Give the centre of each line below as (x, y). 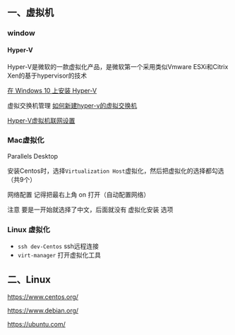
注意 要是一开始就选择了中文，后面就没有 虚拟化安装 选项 (90, 209)
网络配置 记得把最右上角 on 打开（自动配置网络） (79, 194)
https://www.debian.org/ (43, 310)
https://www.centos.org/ (43, 297)
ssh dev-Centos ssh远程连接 (58, 246)
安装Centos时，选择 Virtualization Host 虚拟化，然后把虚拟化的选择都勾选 (116, 171)
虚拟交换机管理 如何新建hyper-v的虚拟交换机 (72, 105)
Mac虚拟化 (26, 140)
